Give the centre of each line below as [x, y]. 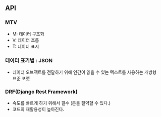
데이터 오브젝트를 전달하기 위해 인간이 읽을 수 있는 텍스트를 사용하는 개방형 [84, 72]
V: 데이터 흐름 [26, 40]
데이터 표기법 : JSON [29, 60]
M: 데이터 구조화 [28, 34]
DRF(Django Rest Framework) [41, 92]
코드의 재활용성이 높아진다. [38, 110]
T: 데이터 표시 [26, 46]
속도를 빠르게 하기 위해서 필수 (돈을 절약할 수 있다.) [61, 103]
